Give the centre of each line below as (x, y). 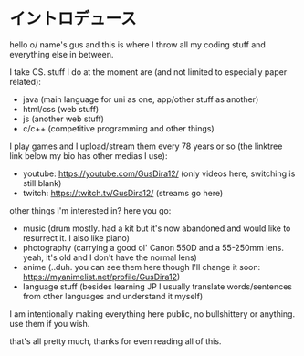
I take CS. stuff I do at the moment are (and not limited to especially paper (148, 72)
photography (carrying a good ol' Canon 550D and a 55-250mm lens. (153, 247)
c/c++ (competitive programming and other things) (118, 128)
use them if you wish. (50, 323)
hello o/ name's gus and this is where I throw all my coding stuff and (138, 44)
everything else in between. (62, 54)
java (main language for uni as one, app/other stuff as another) (141, 99)
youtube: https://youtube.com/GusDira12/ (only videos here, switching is (159, 173)
